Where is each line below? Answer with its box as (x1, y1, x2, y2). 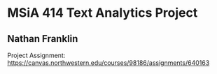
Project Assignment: (7, 51, 66, 59)
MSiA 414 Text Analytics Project (7, 5, 198, 21)
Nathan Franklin (7, 33, 78, 45)
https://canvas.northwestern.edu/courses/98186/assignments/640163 (7, 59, 210, 67)
